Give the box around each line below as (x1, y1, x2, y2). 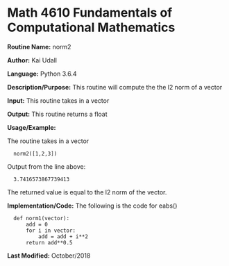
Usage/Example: (7, 123, 56, 131)
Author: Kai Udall (7, 56, 58, 64)
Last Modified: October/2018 (7, 251, 91, 260)
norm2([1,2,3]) (13, 150, 58, 157)
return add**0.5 (25, 239, 73, 246)
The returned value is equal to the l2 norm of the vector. (7, 188, 167, 196)
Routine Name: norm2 (7, 42, 71, 51)
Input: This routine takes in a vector (7, 96, 110, 105)
